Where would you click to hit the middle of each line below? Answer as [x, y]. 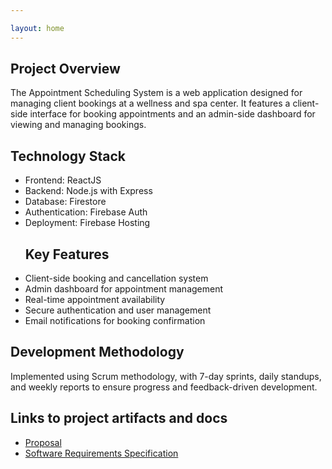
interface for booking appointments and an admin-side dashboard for [172, 114]
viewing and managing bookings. [78, 125]
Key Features [67, 254]
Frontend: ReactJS [63, 180]
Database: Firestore [65, 202]
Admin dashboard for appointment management [124, 289]
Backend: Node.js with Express [88, 191]
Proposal [43, 442]
